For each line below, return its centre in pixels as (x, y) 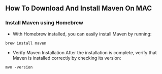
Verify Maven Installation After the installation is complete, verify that (85, 52)
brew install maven (26, 43)
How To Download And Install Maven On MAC (79, 8)
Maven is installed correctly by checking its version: (67, 58)
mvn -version (19, 67)
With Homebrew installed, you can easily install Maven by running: (82, 34)
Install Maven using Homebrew (44, 23)
